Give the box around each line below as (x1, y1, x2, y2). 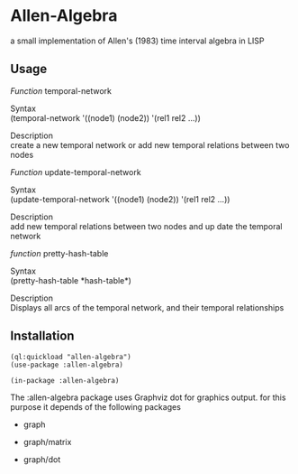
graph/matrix (23, 436, 72, 447)
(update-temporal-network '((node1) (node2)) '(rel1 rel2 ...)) (10, 193, 230, 204)
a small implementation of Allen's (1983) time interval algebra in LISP (10, 35, 265, 46)
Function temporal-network (10, 85, 112, 96)
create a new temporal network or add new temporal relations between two (10, 139, 290, 150)
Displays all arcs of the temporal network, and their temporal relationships (10, 302, 284, 312)
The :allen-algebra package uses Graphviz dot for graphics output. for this (10, 392, 286, 403)
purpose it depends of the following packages (10, 401, 181, 412)
